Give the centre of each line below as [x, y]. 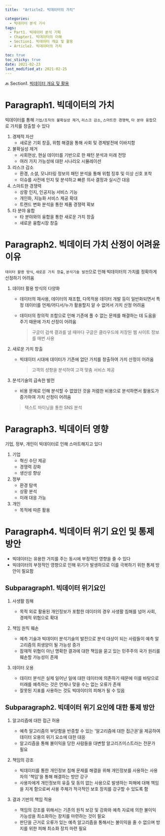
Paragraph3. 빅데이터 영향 [57, 429]
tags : [11, 28]
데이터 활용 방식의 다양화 [36, 288]
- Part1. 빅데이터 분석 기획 [35, 33]
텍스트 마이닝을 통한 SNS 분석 [53, 407]
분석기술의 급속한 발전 [33, 380]
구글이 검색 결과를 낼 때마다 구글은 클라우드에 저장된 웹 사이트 [91, 332]
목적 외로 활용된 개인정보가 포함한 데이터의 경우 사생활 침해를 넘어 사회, [88, 611]
